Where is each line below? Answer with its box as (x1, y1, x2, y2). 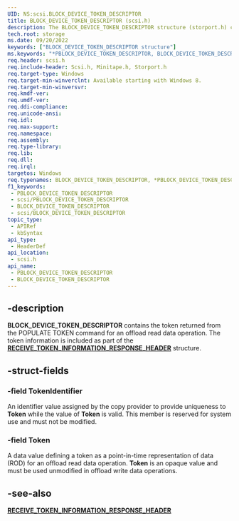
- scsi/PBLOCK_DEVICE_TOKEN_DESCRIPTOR (10, 196, 129, 203)
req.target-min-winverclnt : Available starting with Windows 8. (7, 76, 202, 84)
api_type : (7, 236, 37, 243)
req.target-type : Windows (7, 70, 84, 77)
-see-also (7, 487, 52, 500)
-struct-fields (7, 365, 69, 377)
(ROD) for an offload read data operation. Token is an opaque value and (7, 459, 218, 467)
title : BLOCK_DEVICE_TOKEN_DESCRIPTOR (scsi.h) (7, 17, 152, 24)
